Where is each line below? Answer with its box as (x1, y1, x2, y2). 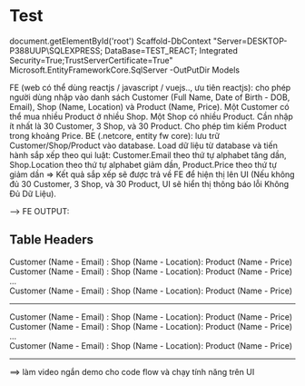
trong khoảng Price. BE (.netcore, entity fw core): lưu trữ (9, 130, 221, 141)
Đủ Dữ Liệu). (9, 188, 57, 199)
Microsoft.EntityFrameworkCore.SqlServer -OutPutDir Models (9, 64, 241, 75)
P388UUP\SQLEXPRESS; (9, 45, 103, 55)
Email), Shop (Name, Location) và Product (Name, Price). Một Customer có (9, 101, 290, 112)
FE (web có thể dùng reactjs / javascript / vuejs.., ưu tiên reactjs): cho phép (9, 82, 291, 93)
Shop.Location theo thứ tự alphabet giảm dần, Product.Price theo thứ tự (9, 159, 277, 170)
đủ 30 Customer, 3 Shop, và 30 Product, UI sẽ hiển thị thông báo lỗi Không (9, 178, 290, 189)
